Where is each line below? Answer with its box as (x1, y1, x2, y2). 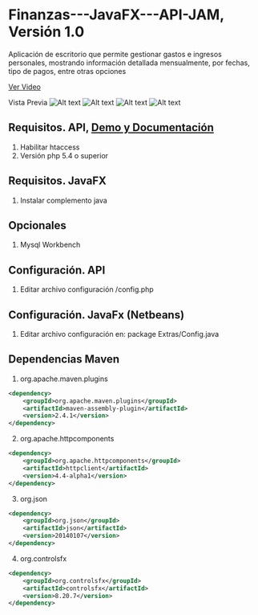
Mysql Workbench (19, 240, 81, 250)
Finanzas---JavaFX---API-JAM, (8, 6, 224, 24)
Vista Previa (8, 97, 48, 107)
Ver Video (8, 82, 42, 92)
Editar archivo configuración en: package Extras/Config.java (19, 330, 220, 338)
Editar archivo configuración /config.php (19, 285, 154, 294)
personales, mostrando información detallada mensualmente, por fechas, (8, 58, 251, 68)
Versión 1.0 (8, 23, 85, 41)
